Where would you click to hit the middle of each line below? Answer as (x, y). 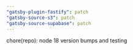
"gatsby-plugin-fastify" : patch (47, 12)
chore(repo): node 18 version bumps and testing (67, 41)
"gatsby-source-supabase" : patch (49, 23)
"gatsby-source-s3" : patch (41, 18)
